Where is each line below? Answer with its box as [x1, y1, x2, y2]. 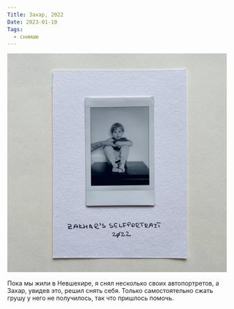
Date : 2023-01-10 [7, 18, 58, 26]
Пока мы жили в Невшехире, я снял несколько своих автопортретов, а [7, 279, 219, 287]
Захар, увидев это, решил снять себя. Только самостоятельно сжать [7, 287, 214, 295]
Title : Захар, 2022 [7, 11, 64, 18]
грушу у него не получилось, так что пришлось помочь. [7, 294, 174, 302]
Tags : [7, 26, 23, 33]
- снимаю [13, 33, 39, 40]
